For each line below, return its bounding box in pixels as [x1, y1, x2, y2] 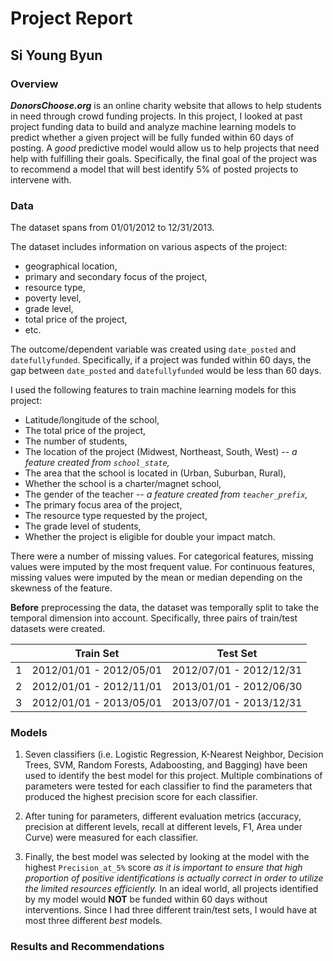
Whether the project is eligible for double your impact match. [24, 531, 276, 543]
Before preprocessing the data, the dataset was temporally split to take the [10, 602, 320, 614]
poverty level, [24, 292, 82, 304]
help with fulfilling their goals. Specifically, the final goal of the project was [10, 152, 318, 164]
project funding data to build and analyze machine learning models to [10, 120, 297, 132]
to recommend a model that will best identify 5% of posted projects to [10, 163, 299, 175]
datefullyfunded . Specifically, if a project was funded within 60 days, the [10, 354, 312, 366]
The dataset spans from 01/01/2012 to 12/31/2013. [10, 222, 215, 234]
